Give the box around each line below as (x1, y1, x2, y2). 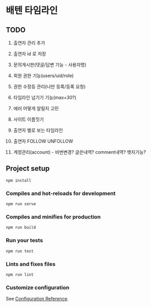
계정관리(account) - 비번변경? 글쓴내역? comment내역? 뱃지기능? (13, 149, 146, 155)
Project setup (6, 164, 50, 173)
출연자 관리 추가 (13, 40, 45, 46)
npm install (6, 178, 31, 183)
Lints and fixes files (6, 260, 56, 267)
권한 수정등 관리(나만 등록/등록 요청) (13, 83, 86, 89)
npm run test (6, 248, 34, 254)
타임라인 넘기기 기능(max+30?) (13, 95, 77, 100)
